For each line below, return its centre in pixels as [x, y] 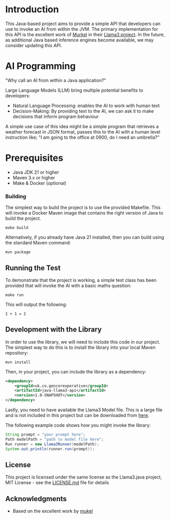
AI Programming [41, 66]
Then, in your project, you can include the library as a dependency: [76, 371]
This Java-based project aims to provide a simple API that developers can [83, 24]
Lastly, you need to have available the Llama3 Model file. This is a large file [84, 410]
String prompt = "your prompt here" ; [45, 435]
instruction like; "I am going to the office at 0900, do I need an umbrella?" [82, 137]
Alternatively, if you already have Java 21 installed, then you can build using [85, 237]
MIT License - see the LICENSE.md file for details [57, 483]
